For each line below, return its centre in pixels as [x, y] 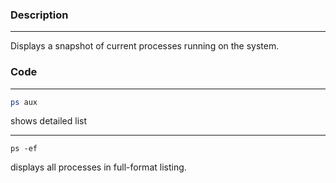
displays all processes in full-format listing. [98, 167]
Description [39, 15]
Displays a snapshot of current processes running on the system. [145, 46]
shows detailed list [49, 121]
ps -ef [24, 149]
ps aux [24, 102]
